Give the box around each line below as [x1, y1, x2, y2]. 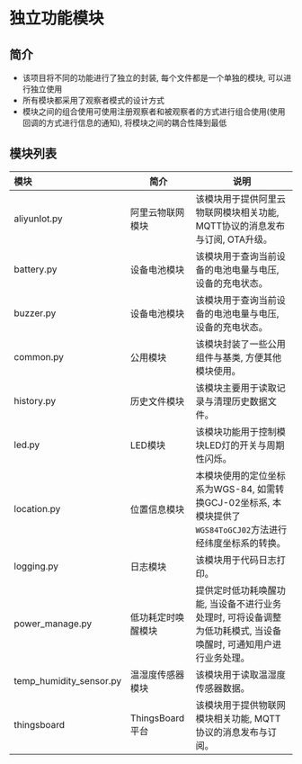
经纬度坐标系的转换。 [195, 536, 286, 549]
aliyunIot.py [13, 212, 63, 225]
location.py [13, 502, 61, 515]
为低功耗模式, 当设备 [195, 625, 282, 637]
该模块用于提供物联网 [195, 698, 286, 711]
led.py [13, 438, 40, 451]
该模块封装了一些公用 [195, 337, 286, 350]
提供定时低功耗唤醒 [195, 584, 277, 597]
